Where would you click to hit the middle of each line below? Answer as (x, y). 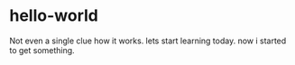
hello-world (54, 16)
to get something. (42, 50)
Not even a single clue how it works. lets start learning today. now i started (148, 41)
